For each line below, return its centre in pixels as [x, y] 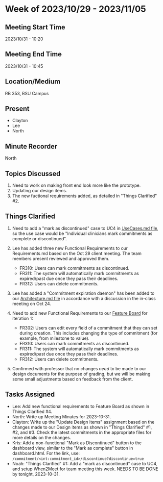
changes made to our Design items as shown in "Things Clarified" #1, [82, 427]
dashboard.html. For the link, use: [46, 453]
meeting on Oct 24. [32, 304]
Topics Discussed [33, 173]
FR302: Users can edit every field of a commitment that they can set [88, 328]
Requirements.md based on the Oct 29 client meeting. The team [77, 253]
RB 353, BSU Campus [27, 93]
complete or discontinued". [39, 238]
